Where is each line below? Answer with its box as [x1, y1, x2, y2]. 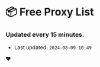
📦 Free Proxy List [5, 5, 94, 19]
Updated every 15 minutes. [5, 31, 85, 39]
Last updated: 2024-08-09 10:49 [14, 44, 92, 51]
